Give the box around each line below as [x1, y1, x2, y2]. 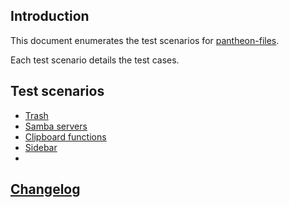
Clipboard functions [24, 130, 107, 143]
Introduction [10, 8, 90, 25]
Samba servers [24, 120, 88, 132]
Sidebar [24, 141, 58, 153]
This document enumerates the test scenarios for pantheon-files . [10, 34, 280, 46]
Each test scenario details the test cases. [10, 54, 180, 66]
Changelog [10, 181, 81, 198]
